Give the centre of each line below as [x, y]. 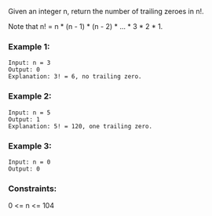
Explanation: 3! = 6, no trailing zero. [75, 77]
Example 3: [30, 146]
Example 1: [29, 46]
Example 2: [30, 96]
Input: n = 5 [29, 113]
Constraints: [33, 189]
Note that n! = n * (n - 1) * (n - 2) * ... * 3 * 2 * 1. [86, 26]
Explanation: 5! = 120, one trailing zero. [80, 126]
